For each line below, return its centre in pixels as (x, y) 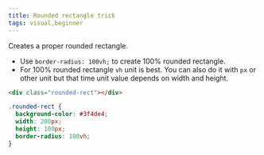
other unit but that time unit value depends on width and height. (124, 78)
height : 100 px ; (41, 129)
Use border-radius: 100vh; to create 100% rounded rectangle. (122, 61)
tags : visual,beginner (46, 23)
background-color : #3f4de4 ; (62, 114)
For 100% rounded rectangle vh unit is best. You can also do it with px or (138, 69)
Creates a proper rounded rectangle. (68, 45)
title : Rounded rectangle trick (62, 15)
